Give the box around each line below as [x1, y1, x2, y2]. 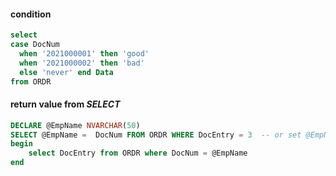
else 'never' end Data [19, 67, 114, 77]
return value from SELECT [10, 98, 121, 110]
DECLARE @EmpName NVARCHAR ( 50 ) [10, 120, 141, 130]
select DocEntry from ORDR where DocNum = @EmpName [28, 148, 248, 159]
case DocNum [10, 40, 60, 50]
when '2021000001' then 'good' [19, 48, 150, 59]
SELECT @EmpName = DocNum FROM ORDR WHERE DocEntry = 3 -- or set [10, 130, 302, 140]
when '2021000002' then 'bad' [19, 58, 145, 68]
